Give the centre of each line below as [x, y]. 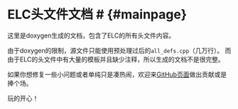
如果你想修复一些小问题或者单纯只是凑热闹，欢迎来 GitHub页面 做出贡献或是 [117, 74]
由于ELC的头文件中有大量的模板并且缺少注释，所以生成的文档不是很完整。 [116, 59]
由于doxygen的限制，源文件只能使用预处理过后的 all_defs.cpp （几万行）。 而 [119, 50]
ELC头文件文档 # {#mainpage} [97, 15]
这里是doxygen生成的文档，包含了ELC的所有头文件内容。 [91, 35]
